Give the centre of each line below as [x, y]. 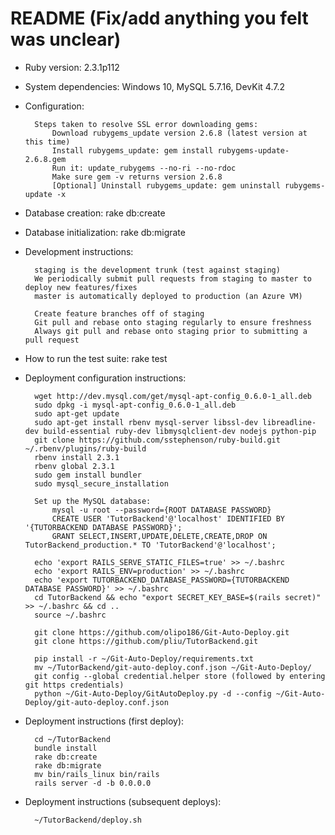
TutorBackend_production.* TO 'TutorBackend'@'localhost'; [150, 545]
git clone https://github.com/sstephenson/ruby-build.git [157, 440]
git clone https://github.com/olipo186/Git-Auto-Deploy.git [162, 632]
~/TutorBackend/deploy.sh [88, 820]
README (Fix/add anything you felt [159, 18]
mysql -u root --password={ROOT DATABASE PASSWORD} [161, 510]
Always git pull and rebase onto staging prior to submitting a [171, 331]
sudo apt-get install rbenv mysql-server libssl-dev [146, 422]
